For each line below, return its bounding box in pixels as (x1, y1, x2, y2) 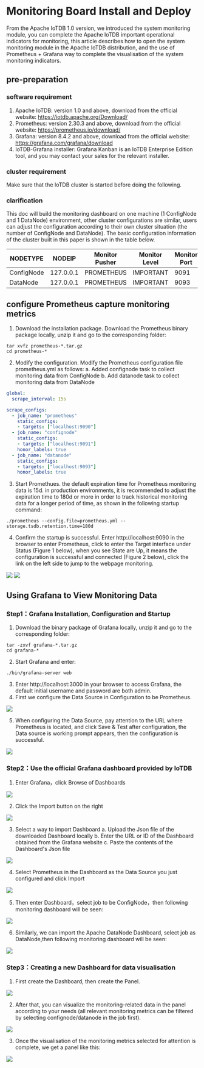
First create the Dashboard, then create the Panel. (15, 977, 141, 985)
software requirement (6, 93, 72, 101)
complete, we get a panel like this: (15, 1044, 101, 1051)
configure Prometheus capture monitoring (6, 299, 170, 309)
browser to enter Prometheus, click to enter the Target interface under (15, 541, 191, 548)
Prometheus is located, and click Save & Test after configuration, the (15, 723, 187, 730)
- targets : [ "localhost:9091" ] (17, 441, 97, 447)
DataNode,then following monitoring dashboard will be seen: (15, 936, 167, 943)
